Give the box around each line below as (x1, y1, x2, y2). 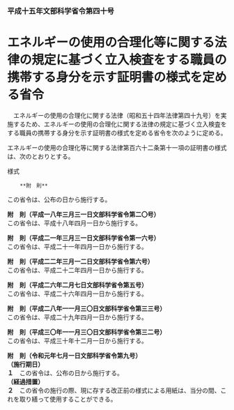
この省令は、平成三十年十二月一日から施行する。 (7, 336, 148, 344)
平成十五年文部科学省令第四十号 (7, 6, 115, 15)
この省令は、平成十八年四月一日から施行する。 (7, 218, 141, 227)
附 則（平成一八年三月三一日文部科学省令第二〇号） (7, 210, 160, 218)
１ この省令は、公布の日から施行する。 (7, 368, 123, 377)
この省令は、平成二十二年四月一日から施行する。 (7, 266, 148, 274)
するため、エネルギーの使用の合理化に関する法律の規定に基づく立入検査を (13, 120, 227, 128)
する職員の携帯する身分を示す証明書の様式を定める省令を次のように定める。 (7, 128, 227, 137)
